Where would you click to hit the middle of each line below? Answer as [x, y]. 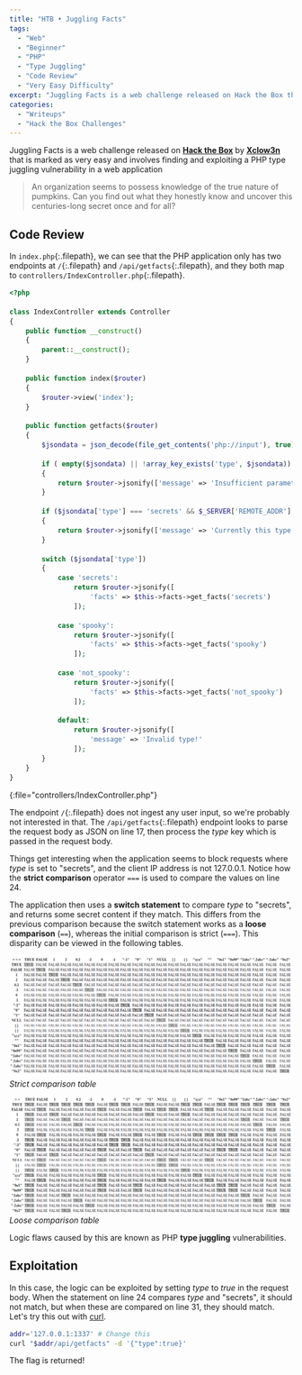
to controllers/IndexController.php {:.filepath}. [98, 276]
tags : [19, 28]
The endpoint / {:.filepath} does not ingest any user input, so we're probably [150, 812]
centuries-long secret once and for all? [103, 206]
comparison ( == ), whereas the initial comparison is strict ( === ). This [134, 933]
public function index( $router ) [86, 378]
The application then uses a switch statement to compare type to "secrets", [151, 905]
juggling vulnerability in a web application [86, 169]
